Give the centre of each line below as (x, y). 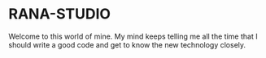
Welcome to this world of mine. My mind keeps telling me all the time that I (133, 36)
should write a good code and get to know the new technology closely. (127, 44)
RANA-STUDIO (60, 14)
